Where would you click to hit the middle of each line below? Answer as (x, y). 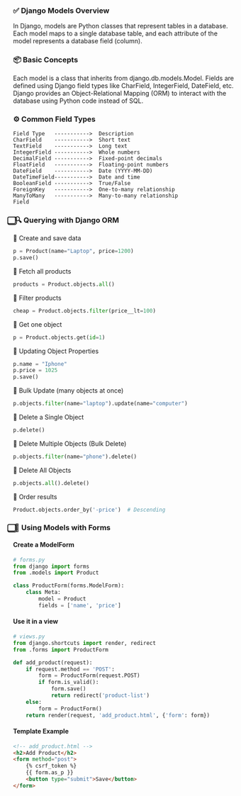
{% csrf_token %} (51, 766)
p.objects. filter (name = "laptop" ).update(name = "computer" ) (100, 404)
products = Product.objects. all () (64, 284)
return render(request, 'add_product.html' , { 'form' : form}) (118, 715)
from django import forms (51, 566)
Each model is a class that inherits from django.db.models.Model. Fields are (124, 78)
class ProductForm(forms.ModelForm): (69, 586)
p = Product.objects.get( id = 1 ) (59, 337)
